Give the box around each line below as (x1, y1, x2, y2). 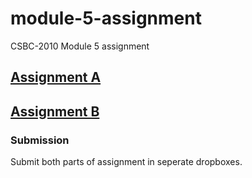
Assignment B (10, 103, 100, 120)
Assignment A (10, 69, 102, 86)
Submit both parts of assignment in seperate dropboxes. (10, 156, 243, 168)
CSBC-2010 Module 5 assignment (10, 40, 150, 52)
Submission (10, 133, 70, 147)
